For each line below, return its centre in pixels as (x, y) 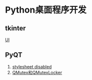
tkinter (15, 28)
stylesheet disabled (32, 66)
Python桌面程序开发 (46, 10)
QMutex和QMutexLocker (37, 72)
